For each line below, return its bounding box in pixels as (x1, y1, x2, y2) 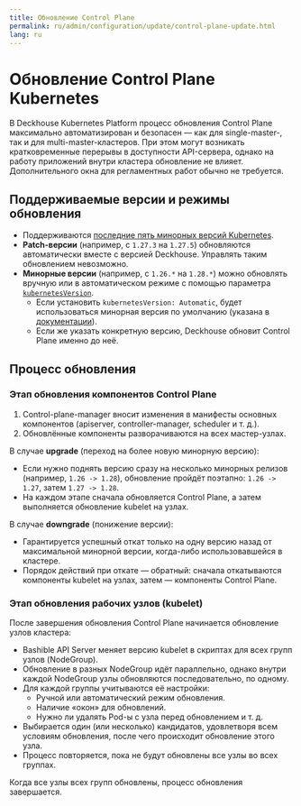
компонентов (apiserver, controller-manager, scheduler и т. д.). (22, 418, 260, 429)
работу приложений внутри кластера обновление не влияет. (9, 156, 244, 167)
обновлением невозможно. (22, 259, 129, 270)
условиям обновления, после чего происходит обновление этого (22, 731, 275, 742)
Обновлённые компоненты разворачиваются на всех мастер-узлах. (22, 427, 287, 438)
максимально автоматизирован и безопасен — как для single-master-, (9, 127, 283, 138)
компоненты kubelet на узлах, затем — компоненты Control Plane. (22, 574, 278, 585)
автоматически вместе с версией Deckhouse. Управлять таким (22, 249, 268, 260)
